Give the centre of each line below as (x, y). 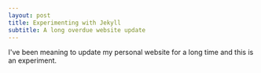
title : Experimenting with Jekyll (65, 23)
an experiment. (33, 60)
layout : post (29, 15)
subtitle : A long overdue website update (77, 30)
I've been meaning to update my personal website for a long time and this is (131, 53)
